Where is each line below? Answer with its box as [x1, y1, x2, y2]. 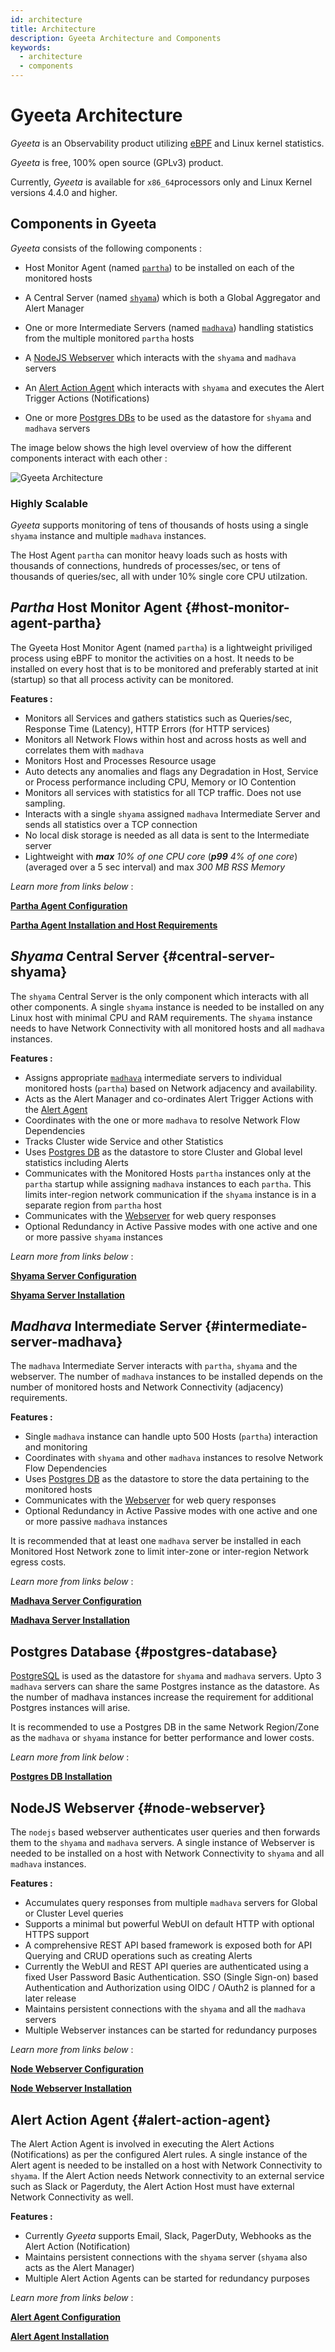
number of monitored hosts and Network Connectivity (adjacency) [10, 1381, 284, 1393]
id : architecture [10, 14, 83, 25]
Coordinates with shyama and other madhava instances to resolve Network [24, 1452, 324, 1464]
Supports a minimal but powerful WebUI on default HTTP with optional [24, 1918, 315, 1930]
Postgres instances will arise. [10, 1702, 131, 1714]
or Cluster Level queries [24, 1907, 124, 1920]
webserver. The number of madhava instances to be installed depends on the [10, 1371, 323, 1383]
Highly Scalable [10, 496, 88, 510]
